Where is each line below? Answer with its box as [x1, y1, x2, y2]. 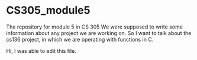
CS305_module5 [6, 4, 91, 17]
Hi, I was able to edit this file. [6, 47, 77, 54]
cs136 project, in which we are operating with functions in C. [6, 36, 154, 43]
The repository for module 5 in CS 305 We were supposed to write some [6, 23, 183, 30]
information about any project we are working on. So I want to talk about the [6, 29, 192, 36]
